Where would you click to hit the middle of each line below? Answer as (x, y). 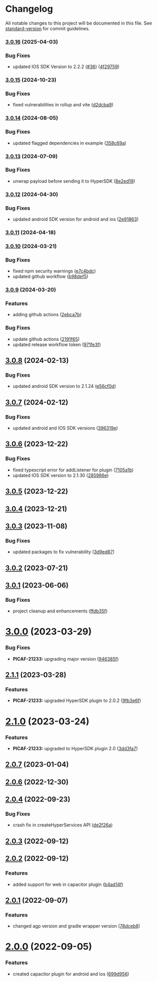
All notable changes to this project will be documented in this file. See (79, 23)
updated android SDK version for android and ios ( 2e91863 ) (76, 219)
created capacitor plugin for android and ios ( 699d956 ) (71, 974)
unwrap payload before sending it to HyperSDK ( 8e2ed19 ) (74, 181)
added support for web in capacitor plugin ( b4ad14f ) (68, 884)
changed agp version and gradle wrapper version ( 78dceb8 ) (76, 926)
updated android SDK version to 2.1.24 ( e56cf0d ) (64, 386)
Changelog (29, 9)
